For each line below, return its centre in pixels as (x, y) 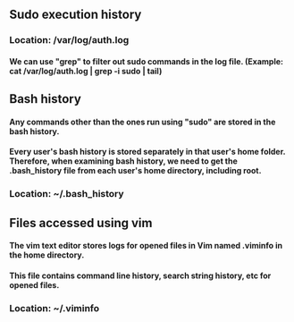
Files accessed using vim (81, 223)
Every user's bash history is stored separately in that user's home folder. (147, 152)
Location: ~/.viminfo (55, 308)
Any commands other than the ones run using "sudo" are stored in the (143, 122)
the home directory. (47, 255)
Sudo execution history (76, 15)
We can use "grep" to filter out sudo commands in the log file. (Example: (147, 61)
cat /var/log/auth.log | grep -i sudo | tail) (86, 71)
